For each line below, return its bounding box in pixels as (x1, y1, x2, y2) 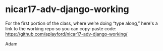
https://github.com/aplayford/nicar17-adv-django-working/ (5, 31, 128, 37)
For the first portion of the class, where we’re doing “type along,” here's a (5, 20, 158, 26)
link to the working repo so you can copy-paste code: (5, 25, 117, 31)
